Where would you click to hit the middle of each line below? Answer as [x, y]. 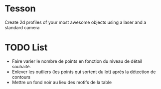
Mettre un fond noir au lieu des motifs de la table [62, 82]
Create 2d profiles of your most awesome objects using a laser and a [76, 22]
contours [21, 77]
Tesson [20, 9]
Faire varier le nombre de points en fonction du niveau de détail [77, 61]
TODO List [26, 48]
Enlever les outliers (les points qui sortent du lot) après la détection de [84, 72]
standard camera [22, 27]
